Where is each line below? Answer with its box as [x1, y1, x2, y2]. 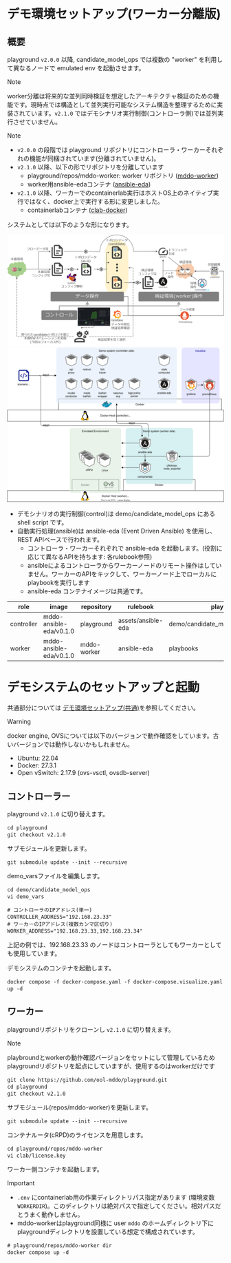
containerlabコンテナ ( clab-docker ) [27, 206, 129, 214]
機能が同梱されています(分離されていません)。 [29, 154, 160, 162]
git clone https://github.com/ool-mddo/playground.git [7, 1076, 168, 1083]
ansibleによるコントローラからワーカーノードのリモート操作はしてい [27, 561, 222, 569]
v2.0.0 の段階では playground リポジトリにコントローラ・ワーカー [16, 146, 206, 153]
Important [7, 1178, 35, 1187]
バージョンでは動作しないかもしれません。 [12, 741, 134, 749]
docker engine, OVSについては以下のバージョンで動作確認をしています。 [7, 732, 213, 740]
